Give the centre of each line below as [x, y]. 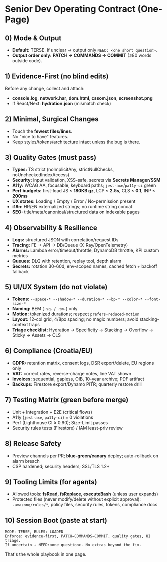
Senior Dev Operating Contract [70, 9]
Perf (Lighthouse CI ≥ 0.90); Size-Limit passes [60, 422]
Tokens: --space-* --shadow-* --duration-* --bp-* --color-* [77, 299]
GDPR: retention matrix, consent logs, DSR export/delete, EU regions [83, 363]
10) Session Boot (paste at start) [56, 520]
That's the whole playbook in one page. [46, 554]
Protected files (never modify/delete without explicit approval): [77, 499]
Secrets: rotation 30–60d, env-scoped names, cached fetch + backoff [84, 266]
